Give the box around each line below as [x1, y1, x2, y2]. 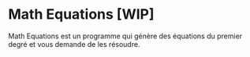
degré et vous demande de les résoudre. [8, 39, 140, 48]
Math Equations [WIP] [8, 5, 155, 23]
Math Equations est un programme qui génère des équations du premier [8, 31, 243, 41]
